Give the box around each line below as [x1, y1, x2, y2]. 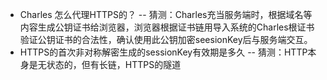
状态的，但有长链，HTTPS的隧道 [46, 59, 182, 70]
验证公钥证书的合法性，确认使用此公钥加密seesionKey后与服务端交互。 [19, 34, 313, 45]
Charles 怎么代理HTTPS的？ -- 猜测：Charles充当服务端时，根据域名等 [19, 9, 313, 20]
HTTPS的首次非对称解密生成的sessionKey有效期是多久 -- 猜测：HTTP [19, 46, 308, 58]
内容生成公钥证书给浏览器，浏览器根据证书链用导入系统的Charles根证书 [19, 21, 315, 33]
